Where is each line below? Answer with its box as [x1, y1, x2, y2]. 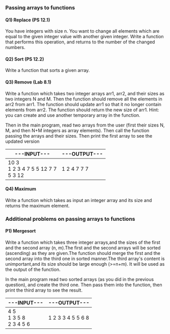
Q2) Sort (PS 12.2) [5, 56, 44, 62]
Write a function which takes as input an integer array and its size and [5, 197, 152, 203]
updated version [5, 138, 40, 144]
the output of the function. [5, 266, 61, 272]
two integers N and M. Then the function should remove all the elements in [5, 96, 162, 102]
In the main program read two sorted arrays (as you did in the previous [5, 276, 154, 282]
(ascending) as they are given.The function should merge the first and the [5, 250, 161, 256]
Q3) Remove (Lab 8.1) [5, 79, 52, 85]
